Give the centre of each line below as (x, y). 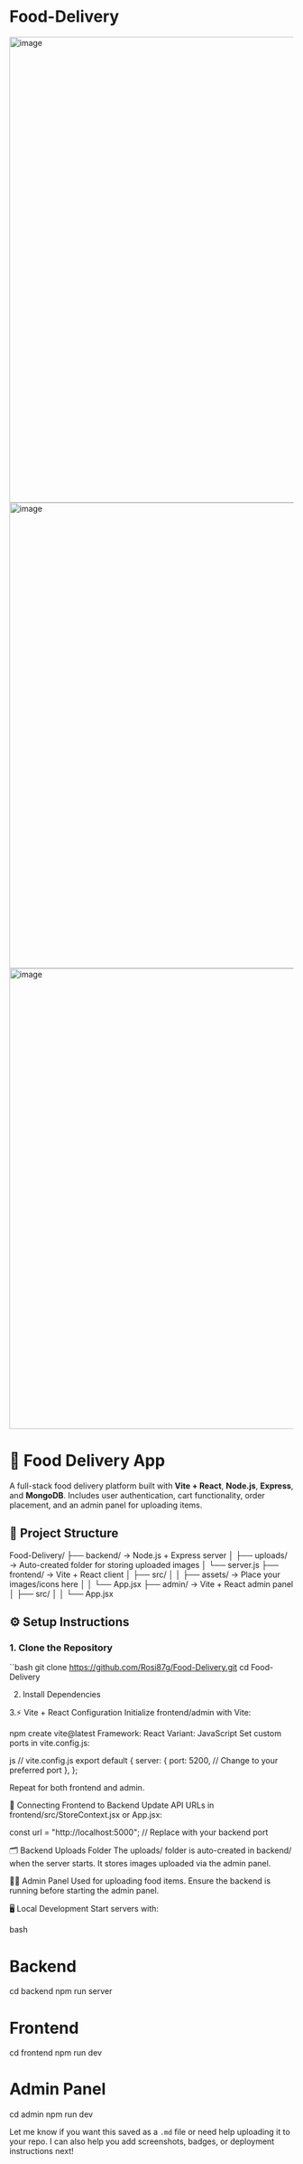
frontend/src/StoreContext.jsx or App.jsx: (86, 1815)
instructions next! (41, 2151)
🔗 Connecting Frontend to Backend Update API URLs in (112, 1805)
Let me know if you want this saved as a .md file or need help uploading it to (150, 2132)
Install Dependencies (61, 1695)
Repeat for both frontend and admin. (77, 1788)
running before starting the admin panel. (84, 1891)
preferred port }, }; (44, 1771)
